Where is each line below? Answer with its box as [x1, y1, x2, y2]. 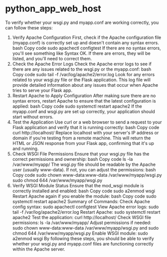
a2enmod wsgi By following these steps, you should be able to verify [12, 235, 155, 242]
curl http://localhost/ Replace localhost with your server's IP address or [12, 129, 159, 135]
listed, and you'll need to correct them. [12, 55, 92, 61]
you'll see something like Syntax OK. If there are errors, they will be [12, 50, 151, 56]
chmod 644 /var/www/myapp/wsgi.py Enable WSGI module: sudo [12, 230, 148, 236]
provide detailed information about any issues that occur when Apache [12, 82, 159, 88]
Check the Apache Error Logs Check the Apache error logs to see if [12, 61, 152, 67]
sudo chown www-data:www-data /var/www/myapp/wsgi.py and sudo [12, 225, 159, 231]
